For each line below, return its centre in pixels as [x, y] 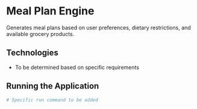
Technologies [33, 53]
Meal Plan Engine [50, 11]
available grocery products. [40, 34]
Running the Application [53, 86]
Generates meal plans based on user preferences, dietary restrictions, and [98, 28]
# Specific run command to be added [52, 100]
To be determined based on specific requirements [77, 67]
